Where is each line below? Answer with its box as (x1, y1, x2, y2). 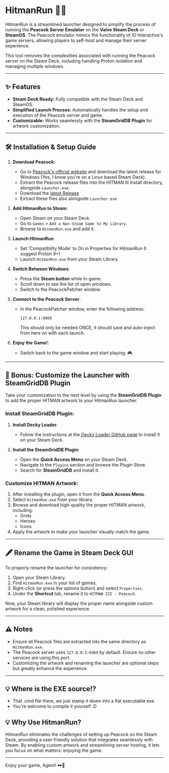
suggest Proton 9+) (20, 250, 60, 256)
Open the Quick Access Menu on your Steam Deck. (20, 456, 128, 462)
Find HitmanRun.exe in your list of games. (12, 580, 97, 586)
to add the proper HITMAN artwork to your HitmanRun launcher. (5, 397, 138, 403)
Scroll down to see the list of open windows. (20, 281, 112, 287)
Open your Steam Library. (12, 574, 66, 580)
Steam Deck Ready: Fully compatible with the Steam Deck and (12, 96, 143, 102)
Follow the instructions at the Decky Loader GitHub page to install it (20, 431, 160, 437)
